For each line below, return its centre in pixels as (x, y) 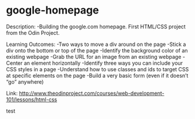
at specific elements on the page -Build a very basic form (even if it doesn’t (97, 75)
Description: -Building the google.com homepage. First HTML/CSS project (96, 27)
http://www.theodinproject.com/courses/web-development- (92, 93)
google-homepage (53, 10)
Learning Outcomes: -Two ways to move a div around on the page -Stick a (96, 44)
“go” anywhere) (25, 82)
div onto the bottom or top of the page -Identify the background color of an (97, 50)
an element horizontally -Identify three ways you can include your (103, 63)
